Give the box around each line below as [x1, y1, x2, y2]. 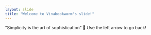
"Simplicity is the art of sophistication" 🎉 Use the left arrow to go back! [5, 24, 147, 30]
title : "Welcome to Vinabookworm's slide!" [5, 12, 95, 16]
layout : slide [5, 7, 34, 12]
